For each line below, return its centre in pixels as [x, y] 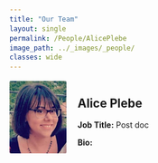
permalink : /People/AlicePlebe [68, 38]
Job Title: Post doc [113, 125]
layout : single [38, 29]
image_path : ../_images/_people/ [72, 48]
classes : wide [36, 58]
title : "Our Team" [44, 19]
